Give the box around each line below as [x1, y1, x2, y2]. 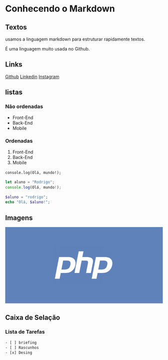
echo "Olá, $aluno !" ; [5, 199, 50, 205]
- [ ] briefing [5, 340, 37, 345]
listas [5, 88, 22, 96]
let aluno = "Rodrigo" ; [5, 179, 55, 184]
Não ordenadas [5, 103, 43, 110]
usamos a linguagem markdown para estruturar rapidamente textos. [5, 36, 145, 42]
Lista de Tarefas [5, 328, 45, 335]
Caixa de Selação [5, 313, 60, 321]
